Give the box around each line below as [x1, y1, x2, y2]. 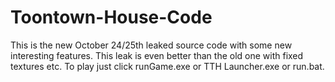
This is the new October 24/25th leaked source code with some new [10, 39, 293, 51]
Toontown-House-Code [10, 6, 213, 29]
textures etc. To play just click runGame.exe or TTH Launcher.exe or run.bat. [10, 60, 325, 72]
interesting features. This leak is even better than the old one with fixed [10, 49, 304, 61]
